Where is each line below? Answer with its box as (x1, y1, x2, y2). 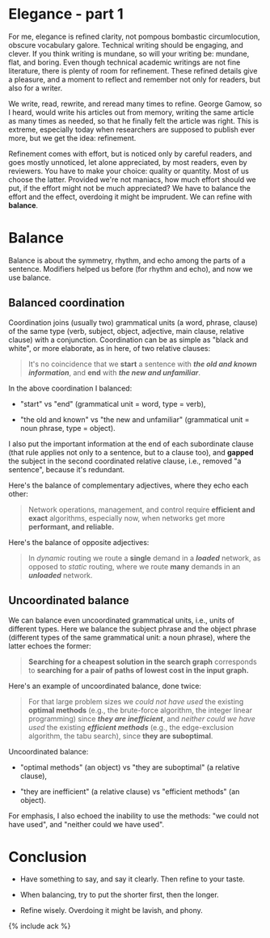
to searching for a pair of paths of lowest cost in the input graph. (27, 665, 249, 675)
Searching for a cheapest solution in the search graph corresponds (27, 657, 257, 666)
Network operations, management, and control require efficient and (27, 505, 255, 514)
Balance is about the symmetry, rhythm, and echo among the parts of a (8, 256, 246, 265)
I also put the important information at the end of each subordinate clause (8, 438, 254, 449)
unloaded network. (27, 570, 93, 580)
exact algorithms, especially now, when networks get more (27, 513, 226, 522)
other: (8, 488, 28, 498)
